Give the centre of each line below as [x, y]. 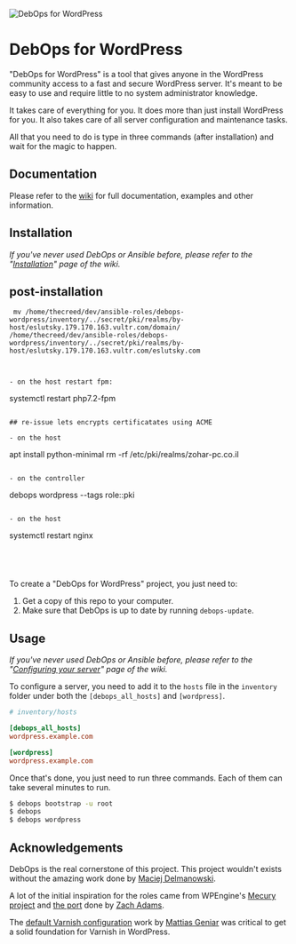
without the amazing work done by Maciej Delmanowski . [112, 878]
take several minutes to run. [60, 787]
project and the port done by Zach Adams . [87, 905]
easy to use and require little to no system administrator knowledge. [133, 92]
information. [32, 205]
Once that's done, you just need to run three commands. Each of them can [146, 778]
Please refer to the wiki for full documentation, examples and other [131, 195]
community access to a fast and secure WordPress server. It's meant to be [146, 83]
